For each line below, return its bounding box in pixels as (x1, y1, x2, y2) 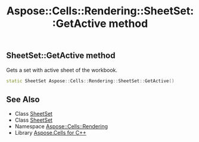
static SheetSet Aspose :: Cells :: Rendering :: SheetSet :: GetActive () (6, 78, 175, 84)
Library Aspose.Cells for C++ (14, 129, 86, 137)
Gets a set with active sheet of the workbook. (6, 66, 118, 73)
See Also (6, 94, 40, 104)
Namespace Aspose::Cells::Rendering (14, 123, 108, 130)
